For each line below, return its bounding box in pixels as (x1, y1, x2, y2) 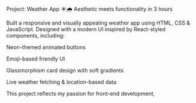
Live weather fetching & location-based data (6, 78, 116, 86)
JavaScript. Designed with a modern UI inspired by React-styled (6, 26, 166, 32)
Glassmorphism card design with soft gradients (6, 67, 124, 74)
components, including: (6, 32, 65, 39)
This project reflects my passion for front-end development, (6, 90, 155, 97)
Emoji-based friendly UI (6, 55, 65, 62)
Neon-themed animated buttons (6, 44, 86, 50)
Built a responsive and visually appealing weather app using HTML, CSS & (6, 19, 191, 26)
